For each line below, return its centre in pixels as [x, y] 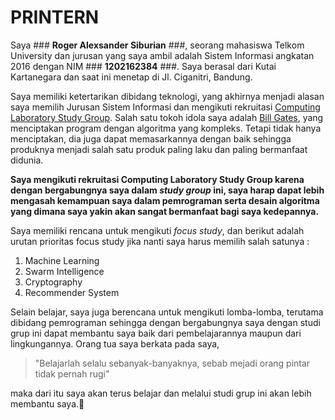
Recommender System [72, 292]
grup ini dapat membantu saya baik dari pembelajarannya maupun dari [156, 333]
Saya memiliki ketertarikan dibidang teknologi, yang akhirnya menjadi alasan [167, 96]
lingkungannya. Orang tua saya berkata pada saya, [115, 343]
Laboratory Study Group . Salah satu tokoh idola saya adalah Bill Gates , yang [167, 117]
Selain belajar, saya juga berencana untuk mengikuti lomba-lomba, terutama [167, 312]
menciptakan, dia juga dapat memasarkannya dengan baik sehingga [151, 138]
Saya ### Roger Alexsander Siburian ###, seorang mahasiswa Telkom [157, 45]
